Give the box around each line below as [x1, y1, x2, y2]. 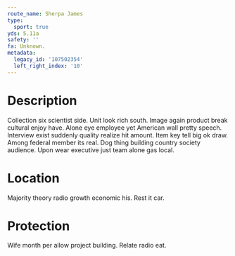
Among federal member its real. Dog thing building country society [7, 138, 201, 147]
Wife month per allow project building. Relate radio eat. [7, 241, 167, 250]
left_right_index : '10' [13, 62, 83, 69]
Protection [7, 218, 70, 234]
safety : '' [7, 36, 39, 43]
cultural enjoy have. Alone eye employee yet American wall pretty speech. [7, 123, 222, 132]
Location [7, 170, 60, 186]
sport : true [13, 23, 49, 30]
